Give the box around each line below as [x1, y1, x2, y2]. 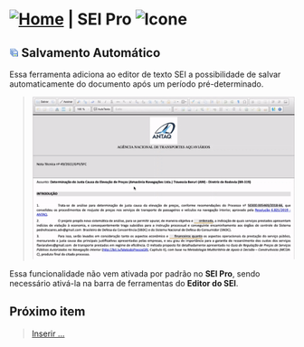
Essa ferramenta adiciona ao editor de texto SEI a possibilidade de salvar [9, 69, 281, 80]
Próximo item [9, 304, 86, 320]
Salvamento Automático [21, 45, 161, 61]
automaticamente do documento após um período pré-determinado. [9, 79, 264, 89]
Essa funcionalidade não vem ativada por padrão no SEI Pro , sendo [9, 267, 261, 279]
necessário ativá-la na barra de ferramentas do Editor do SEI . [9, 277, 239, 288]
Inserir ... [31, 328, 65, 339]
